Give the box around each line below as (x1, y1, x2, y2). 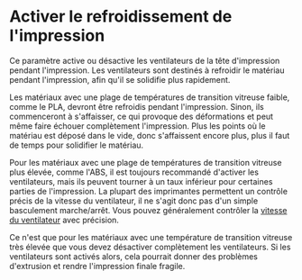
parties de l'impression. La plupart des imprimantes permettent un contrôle (9, 185, 288, 196)
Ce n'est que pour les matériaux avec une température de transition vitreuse (9, 231, 293, 242)
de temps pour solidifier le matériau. (9, 140, 144, 150)
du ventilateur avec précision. (9, 214, 120, 225)
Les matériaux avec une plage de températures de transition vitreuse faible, (9, 92, 290, 103)
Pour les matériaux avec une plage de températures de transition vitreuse (9, 157, 282, 167)
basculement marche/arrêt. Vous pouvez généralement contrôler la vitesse (9, 204, 288, 215)
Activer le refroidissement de (9, 6, 233, 27)
